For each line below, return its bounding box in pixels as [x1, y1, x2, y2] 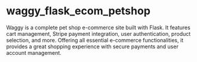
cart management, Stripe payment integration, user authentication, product [6, 30, 191, 37]
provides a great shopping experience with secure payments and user [6, 43, 179, 50]
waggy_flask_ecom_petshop [6, 4, 151, 18]
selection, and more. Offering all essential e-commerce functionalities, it [6, 36, 184, 44]
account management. [6, 49, 61, 56]
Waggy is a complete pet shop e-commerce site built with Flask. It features [6, 24, 191, 31]
